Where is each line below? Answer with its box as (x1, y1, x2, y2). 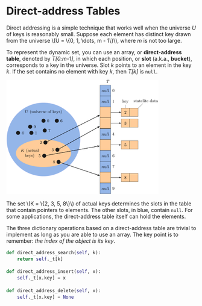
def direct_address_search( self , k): (6, 249, 101, 255)
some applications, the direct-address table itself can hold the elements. (6, 213, 186, 220)
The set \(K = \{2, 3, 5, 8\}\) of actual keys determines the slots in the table (6, 200, 192, 207)
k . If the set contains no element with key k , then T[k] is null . (6, 67, 158, 75)
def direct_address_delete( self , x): (6, 287, 101, 293)
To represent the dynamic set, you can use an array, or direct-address (6, 48, 182, 55)
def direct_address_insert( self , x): (6, 269, 101, 275)
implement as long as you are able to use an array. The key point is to (6, 231, 179, 238)
